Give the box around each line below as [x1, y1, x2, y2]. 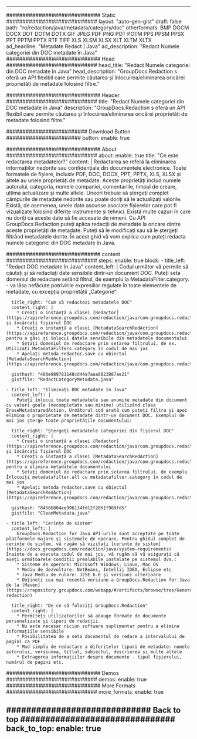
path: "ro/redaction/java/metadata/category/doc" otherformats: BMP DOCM [6, 24, 189, 31]
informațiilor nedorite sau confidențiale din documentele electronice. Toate [6, 164, 186, 171]
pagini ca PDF [6, 639, 41, 644]
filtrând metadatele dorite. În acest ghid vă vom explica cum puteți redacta [6, 233, 186, 240]
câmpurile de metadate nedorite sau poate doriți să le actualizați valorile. [6, 196, 182, 203]
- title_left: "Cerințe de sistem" [6, 520, 93, 526]
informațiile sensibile [6, 629, 64, 634]
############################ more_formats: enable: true [6, 688, 164, 695]
